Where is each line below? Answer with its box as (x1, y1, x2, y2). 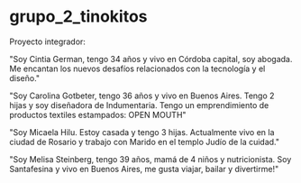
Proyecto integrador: (9, 36, 86, 47)
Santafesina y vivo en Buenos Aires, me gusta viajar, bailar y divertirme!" (9, 163, 279, 174)
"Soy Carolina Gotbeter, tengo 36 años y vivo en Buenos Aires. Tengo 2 (9, 90, 275, 101)
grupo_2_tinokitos (9, 6, 148, 27)
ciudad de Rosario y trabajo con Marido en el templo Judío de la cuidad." (9, 136, 280, 147)
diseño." (9, 72, 41, 83)
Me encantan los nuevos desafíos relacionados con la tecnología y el (9, 63, 266, 74)
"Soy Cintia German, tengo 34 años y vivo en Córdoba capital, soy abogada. (9, 53, 293, 64)
